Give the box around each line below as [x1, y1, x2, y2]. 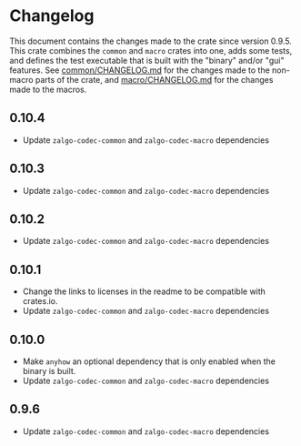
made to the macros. [9, 84, 87, 95]
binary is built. [22, 366, 76, 376]
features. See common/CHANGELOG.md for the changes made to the [9, 65, 270, 76]
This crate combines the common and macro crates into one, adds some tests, [9, 45, 293, 56]
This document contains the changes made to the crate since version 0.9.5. [9, 35, 293, 46]
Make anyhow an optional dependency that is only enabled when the [22, 356, 276, 367]
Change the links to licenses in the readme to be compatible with [22, 286, 266, 297]
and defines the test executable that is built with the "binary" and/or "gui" [9, 55, 285, 66]
